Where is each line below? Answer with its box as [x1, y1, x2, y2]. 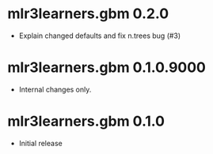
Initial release [18, 138, 63, 148]
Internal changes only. [18, 85, 92, 94]
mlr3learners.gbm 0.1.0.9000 [7, 58, 207, 77]
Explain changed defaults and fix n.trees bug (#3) [18, 31, 181, 40]
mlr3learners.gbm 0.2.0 [7, 5, 169, 23]
